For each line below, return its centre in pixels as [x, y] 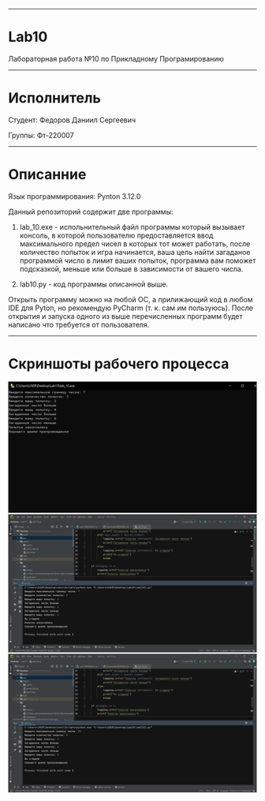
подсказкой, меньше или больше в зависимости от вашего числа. [131, 268]
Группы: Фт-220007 [41, 135]
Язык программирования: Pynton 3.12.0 [75, 196]
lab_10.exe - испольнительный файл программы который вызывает [132, 226]
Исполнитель [54, 98]
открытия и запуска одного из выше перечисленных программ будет [125, 316]
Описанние [47, 175]
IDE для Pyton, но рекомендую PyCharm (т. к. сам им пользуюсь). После [131, 308]
